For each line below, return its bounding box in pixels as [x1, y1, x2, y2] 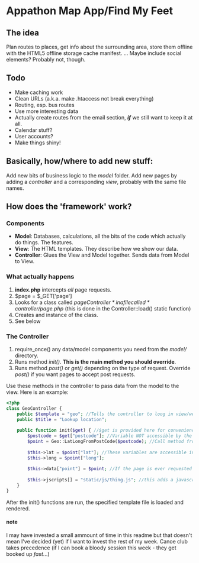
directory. [14, 352, 38, 359]
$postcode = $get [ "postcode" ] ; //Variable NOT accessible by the [27, 433, 192, 439]
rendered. [6, 504, 31, 512]
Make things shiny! [14, 139, 61, 146]
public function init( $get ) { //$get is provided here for [17, 428, 166, 433]
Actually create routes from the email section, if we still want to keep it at [14, 114, 193, 121]
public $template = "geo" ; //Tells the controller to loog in [17, 411, 174, 417]
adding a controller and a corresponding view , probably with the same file [6, 178, 187, 185]
